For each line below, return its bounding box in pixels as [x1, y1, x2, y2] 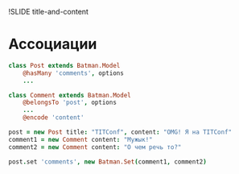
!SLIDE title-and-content [8, 7, 89, 16]
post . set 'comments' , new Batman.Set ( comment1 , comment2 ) [8, 157, 207, 166]
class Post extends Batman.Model [8, 61, 121, 69]
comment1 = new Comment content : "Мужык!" [8, 135, 153, 143]
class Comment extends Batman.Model [8, 91, 131, 99]
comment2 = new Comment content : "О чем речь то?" [8, 143, 182, 151]
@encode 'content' [23, 114, 84, 122]
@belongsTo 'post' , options [23, 98, 117, 107]
